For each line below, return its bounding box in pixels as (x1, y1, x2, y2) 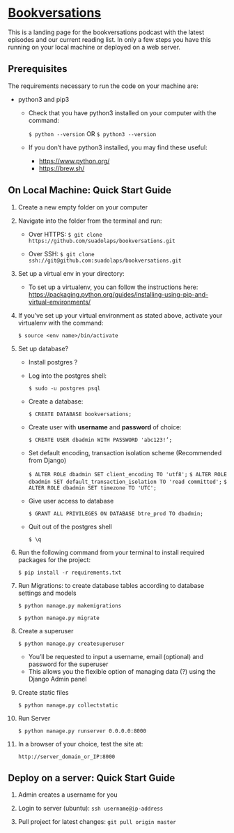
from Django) (28, 456, 67, 464)
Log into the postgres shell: (28, 371, 107, 380)
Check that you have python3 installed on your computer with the (28, 108, 217, 117)
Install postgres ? (28, 357, 78, 366)
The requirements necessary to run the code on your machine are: (8, 82, 198, 90)
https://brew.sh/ (38, 164, 85, 172)
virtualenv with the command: (17, 318, 104, 327)
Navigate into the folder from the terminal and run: (17, 216, 162, 225)
